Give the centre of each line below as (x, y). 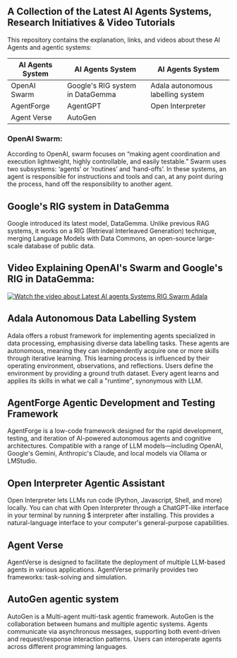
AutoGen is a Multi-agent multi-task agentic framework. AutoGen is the (110, 616)
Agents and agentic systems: (49, 47)
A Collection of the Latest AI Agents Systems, (109, 12)
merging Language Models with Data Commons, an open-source (102, 238)
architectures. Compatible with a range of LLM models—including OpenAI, (115, 446)
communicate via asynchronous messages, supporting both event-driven (114, 631)
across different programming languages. (68, 646)
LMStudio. (22, 461)
